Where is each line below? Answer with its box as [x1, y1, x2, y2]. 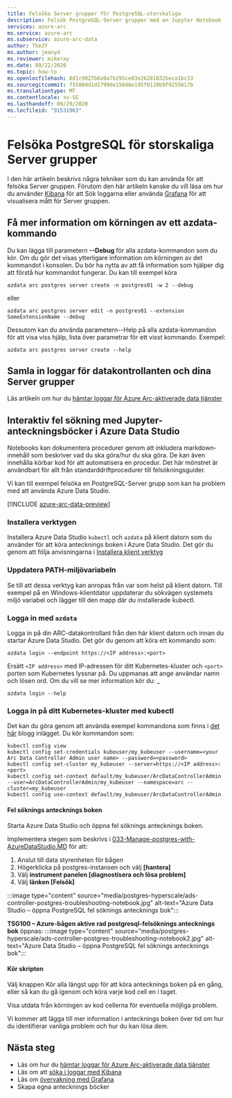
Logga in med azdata [7, 613, 78, 623]
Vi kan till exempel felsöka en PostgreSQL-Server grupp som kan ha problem [7, 480, 226, 488]
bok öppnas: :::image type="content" [7, 927, 114, 935]
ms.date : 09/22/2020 [7, 62, 67, 69]
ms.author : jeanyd [7, 49, 60, 56]
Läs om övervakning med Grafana [17, 1075, 114, 1083]
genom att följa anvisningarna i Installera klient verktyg [7, 548, 163, 556]
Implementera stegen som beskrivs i [7, 834, 111, 843]
